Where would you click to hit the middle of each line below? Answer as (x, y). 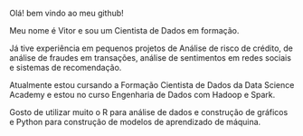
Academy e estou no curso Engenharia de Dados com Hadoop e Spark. (142, 95)
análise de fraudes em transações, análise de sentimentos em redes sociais (151, 58)
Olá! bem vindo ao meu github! (66, 13)
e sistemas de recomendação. (66, 68)
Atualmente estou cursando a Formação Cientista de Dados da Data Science (152, 85)
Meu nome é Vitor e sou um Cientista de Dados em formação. (124, 30)
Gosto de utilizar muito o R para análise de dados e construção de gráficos (149, 112)
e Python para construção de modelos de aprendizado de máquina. (135, 122)
